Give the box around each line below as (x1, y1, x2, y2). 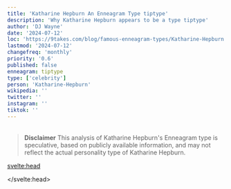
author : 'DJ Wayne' (7, 23, 64, 30)
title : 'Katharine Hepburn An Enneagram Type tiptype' (7, 10, 169, 17)
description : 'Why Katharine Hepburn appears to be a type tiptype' (7, 17, 209, 24)
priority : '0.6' (7, 55, 54, 62)
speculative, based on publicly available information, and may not (24, 141, 211, 149)
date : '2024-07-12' (7, 29, 64, 37)
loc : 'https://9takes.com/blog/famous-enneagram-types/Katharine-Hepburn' (7, 36, 228, 43)
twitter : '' (7, 94, 41, 101)
